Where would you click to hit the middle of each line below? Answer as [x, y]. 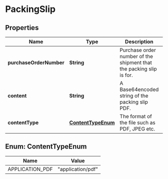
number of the [136, 56]
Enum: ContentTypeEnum [46, 147]
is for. [126, 75]
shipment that [136, 62]
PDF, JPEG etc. [137, 129]
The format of [136, 116]
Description [139, 42]
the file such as [138, 122]
